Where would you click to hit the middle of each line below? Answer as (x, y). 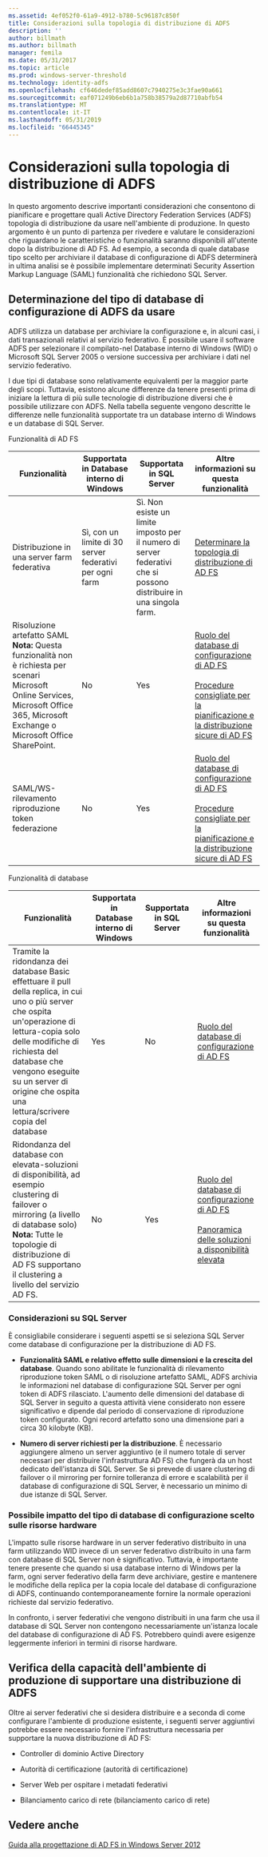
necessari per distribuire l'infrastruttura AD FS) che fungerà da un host (136, 1460)
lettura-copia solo (46, 1031)
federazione (35, 828)
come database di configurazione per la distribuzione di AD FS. (112, 1344)
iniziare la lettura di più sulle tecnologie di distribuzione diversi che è (120, 398)
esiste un (153, 511)
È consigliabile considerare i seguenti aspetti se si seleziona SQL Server (126, 1336)
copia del (30, 1121)
